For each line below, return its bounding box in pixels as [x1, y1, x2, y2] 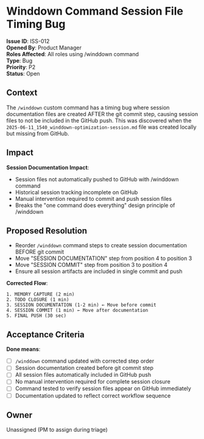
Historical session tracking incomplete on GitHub [15, 188, 138, 196]
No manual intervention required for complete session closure [15, 378, 171, 385]
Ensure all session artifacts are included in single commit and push [15, 267, 183, 275]
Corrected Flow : [6, 280, 48, 287]
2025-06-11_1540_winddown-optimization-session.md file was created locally [6, 123, 197, 131]
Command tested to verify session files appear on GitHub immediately [15, 385, 192, 392]
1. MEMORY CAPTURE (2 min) [6, 291, 75, 297]
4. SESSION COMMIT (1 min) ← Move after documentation [6, 307, 149, 314]
